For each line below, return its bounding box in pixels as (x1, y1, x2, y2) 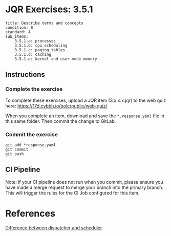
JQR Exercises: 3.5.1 (5, 4, 93, 15)
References (5, 207, 55, 219)
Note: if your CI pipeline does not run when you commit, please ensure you (5, 179, 163, 185)
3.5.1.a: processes (14, 38, 56, 44)
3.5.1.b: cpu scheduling (14, 42, 68, 48)
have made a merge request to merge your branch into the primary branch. (5, 184, 164, 190)
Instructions (5, 70, 45, 79)
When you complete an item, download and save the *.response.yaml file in (5, 113, 165, 119)
